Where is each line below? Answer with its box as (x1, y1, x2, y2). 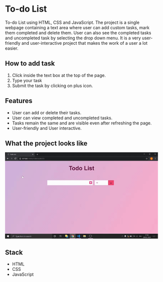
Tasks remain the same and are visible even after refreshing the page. (12, 120, 152, 126)
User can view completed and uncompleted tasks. (12, 115, 113, 121)
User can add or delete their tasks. (12, 109, 81, 115)
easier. (5, 45, 18, 51)
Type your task (12, 77, 42, 83)
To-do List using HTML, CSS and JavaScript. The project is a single (5, 19, 140, 25)
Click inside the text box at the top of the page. (12, 72, 106, 78)
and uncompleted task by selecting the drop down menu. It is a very (5, 35, 141, 41)
